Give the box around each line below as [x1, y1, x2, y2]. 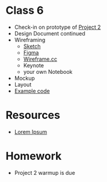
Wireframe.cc [23, 55, 58, 62]
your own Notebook [23, 68, 73, 75]
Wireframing [14, 36, 46, 43]
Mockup [14, 74, 35, 82]
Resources [5, 109, 61, 122]
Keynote [23, 61, 44, 69]
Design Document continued [14, 29, 85, 37]
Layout [14, 80, 32, 88]
